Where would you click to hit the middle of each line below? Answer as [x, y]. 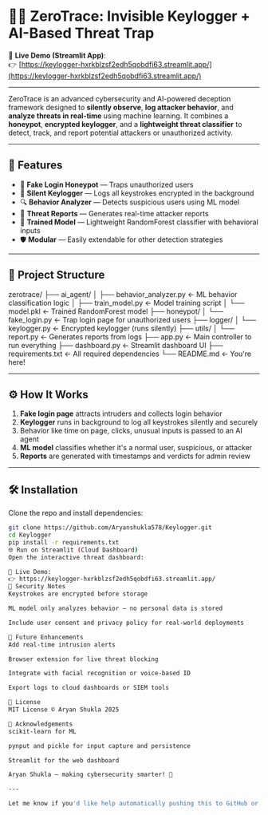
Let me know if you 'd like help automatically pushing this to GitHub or [134, 804]
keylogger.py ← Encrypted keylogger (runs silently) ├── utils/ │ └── [122, 328]
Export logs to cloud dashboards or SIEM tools [89, 688]
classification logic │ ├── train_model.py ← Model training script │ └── [126, 303]
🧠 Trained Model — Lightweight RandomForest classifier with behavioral [139, 222]
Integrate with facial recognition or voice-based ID [100, 674]
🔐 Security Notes [37, 587]
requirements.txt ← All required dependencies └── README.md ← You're [130, 354]
